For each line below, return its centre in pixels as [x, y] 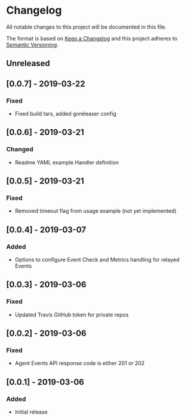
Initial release [31, 412]
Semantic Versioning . [32, 45]
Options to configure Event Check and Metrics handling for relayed [97, 260]
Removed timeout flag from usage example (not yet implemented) [95, 211]
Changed [20, 150]
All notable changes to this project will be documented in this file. [87, 27]
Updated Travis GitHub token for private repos [72, 315]
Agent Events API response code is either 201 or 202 [80, 363]
